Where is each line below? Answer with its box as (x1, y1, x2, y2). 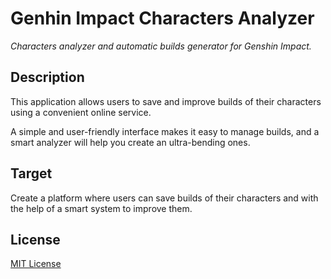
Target (10, 165, 53, 182)
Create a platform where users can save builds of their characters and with (10, 192, 319, 204)
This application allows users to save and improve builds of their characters (10, 95, 322, 107)
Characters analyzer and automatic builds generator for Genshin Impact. (10, 40, 312, 52)
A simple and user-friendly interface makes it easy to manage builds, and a (10, 125, 320, 137)
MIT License (10, 258, 62, 270)
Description (10, 69, 85, 86)
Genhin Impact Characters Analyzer (10, 7, 315, 30)
